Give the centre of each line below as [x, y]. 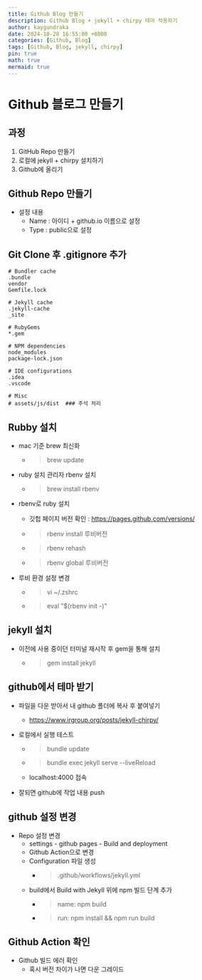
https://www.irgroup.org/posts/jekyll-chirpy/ [94, 719]
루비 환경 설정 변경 [44, 578]
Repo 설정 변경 [39, 835]
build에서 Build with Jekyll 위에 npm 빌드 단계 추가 [101, 890]
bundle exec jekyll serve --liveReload [101, 762]
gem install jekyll [71, 662]
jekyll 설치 [30, 630]
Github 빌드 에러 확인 [48, 960]
